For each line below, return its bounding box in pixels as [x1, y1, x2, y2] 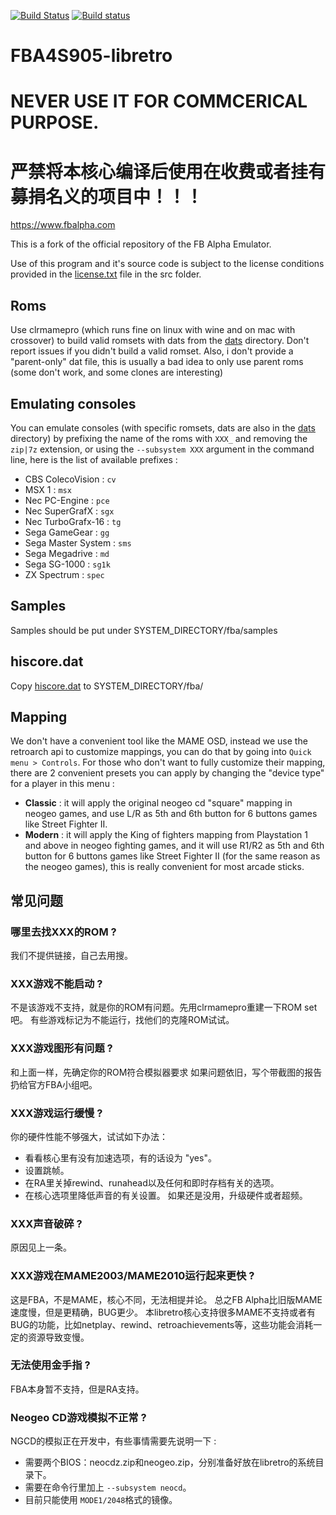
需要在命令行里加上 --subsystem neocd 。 [24, 1481, 192, 1494]
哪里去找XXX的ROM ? [10, 925, 117, 939]
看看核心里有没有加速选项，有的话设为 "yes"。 [24, 1151, 217, 1164]
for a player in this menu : [10, 778, 115, 790]
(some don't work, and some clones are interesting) [10, 366, 224, 379]
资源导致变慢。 [27, 1331, 90, 1343]
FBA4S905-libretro [10, 45, 173, 67]
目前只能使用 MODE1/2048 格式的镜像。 [24, 1494, 178, 1506]
